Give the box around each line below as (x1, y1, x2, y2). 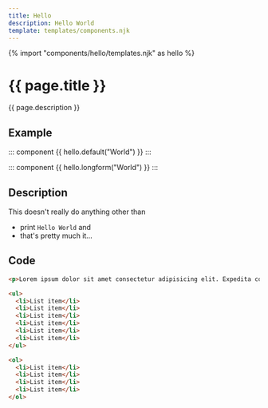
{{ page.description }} (8, 103, 81, 113)
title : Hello (8, 11, 52, 20)
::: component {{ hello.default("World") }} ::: (8, 147, 152, 156)
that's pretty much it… (19, 231, 93, 240)
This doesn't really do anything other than (8, 207, 146, 216)
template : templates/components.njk (8, 26, 130, 34)
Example (8, 125, 53, 140)
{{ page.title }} (8, 77, 107, 94)
